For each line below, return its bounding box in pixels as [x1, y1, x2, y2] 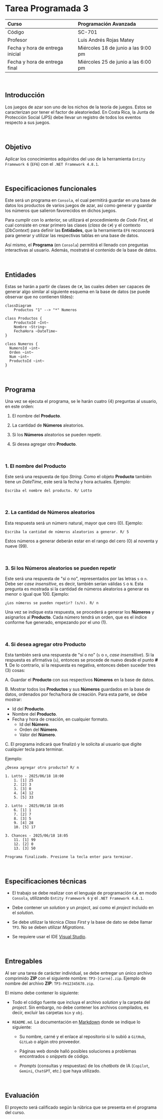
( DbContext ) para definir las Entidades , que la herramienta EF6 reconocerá [5, 227, 154, 233]
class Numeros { [5, 342, 38, 346]
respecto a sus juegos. [5, 120, 51, 125]
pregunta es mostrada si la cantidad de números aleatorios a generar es [5, 586, 149, 592]
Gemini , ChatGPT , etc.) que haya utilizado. [19, 1067, 101, 1074]
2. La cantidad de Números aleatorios [5, 509, 95, 516]
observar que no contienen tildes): [5, 294, 74, 300]
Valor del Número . [19, 732, 56, 738]
